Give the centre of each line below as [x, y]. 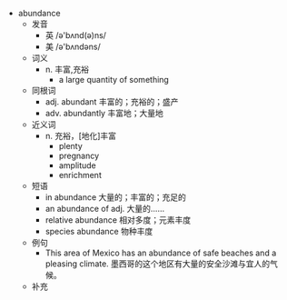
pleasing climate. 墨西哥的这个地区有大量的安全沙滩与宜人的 [158, 264]
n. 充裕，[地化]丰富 [80, 136]
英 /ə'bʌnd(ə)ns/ [76, 35]
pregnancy [79, 155]
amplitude [78, 165]
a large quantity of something [114, 80]
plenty [71, 146]
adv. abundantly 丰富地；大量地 [104, 113]
